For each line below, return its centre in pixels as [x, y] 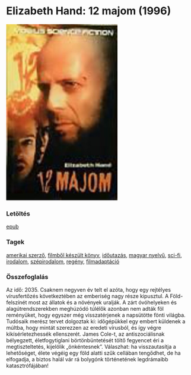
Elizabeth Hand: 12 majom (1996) [89, 11]
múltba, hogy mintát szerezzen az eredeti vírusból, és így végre [84, 328]
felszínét [17, 302]
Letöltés [18, 214]
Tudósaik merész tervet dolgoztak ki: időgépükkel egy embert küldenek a [96, 321]
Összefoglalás [27, 277]
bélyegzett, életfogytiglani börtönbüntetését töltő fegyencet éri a [85, 340]
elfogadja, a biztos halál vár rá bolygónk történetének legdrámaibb [87, 359]
